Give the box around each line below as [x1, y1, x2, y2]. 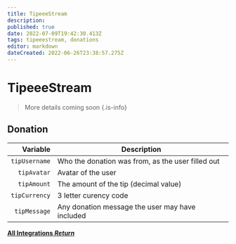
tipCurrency [11, 191, 51, 199]
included [57, 210, 86, 220]
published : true [7, 23, 55, 30]
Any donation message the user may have [57, 202, 196, 212]
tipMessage [14, 207, 51, 215]
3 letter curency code [57, 191, 129, 200]
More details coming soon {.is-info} [24, 103, 128, 111]
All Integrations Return [7, 229, 75, 237]
